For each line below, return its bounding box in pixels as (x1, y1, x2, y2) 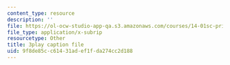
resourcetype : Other (7, 35, 66, 42)
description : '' (7, 16, 53, 23)
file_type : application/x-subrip (7, 28, 103, 36)
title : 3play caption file (7, 41, 84, 48)
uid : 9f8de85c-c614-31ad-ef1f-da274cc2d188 (7, 48, 133, 55)
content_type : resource (7, 9, 75, 17)
